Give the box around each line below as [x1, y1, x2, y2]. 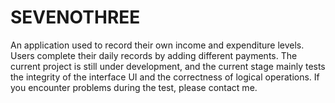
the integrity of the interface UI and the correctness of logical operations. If [10, 71, 320, 83]
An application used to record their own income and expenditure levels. [10, 39, 305, 51]
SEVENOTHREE [10, 6, 141, 29]
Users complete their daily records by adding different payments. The [10, 49, 298, 61]
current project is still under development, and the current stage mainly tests [10, 60, 326, 72]
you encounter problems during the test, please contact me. [10, 81, 258, 93]
